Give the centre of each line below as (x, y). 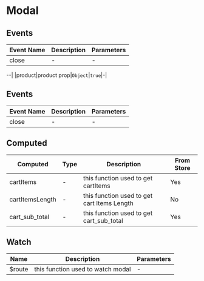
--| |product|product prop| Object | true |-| (57, 75)
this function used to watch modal (83, 269)
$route (19, 269)
